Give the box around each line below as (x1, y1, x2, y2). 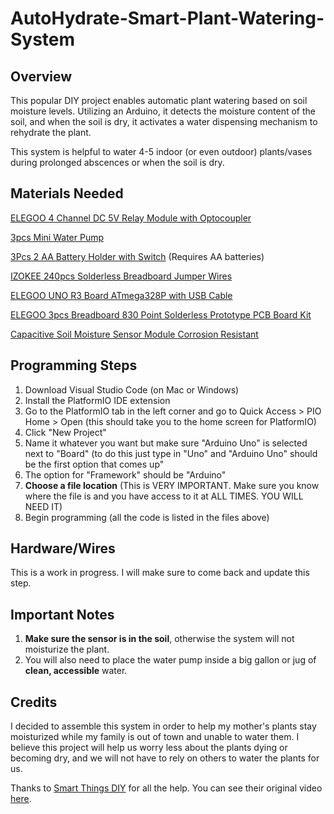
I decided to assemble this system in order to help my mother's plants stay (10, 720, 317, 732)
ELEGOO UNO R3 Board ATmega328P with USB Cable (10, 289, 233, 301)
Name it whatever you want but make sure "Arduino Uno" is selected (24, 437, 308, 449)
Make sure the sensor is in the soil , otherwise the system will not (24, 633, 295, 645)
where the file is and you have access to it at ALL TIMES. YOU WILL (24, 490, 304, 502)
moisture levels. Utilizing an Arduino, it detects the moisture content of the (10, 105, 316, 117)
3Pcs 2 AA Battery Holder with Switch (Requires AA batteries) (10, 250, 265, 262)
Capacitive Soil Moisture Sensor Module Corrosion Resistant (10, 328, 259, 340)
